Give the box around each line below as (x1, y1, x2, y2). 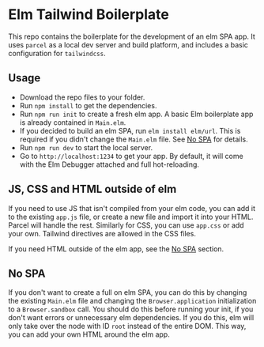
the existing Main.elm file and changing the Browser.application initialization (8, 296, 257, 306)
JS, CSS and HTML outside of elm (8, 183, 177, 196)
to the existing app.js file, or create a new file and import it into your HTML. (8, 212, 254, 221)
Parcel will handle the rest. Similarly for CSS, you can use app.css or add (8, 220, 244, 230)
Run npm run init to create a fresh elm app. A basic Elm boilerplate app (19, 109, 254, 119)
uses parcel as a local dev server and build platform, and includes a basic (8, 40, 249, 49)
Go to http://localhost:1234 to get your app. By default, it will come (19, 151, 243, 160)
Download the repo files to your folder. (19, 92, 145, 102)
